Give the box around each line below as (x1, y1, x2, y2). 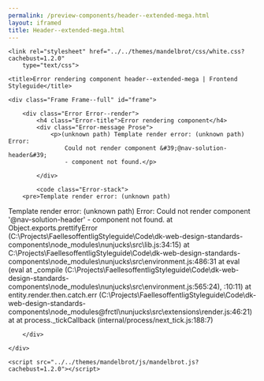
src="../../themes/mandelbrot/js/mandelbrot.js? (36, 358, 199, 367)
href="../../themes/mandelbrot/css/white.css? (89, 48, 245, 56)
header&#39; (8, 151, 47, 159)
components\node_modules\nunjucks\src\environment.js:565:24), (8, 282, 222, 292)
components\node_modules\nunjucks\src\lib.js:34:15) (8, 240, 182, 249)
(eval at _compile (8, 265, 63, 275)
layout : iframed (8, 19, 61, 27)
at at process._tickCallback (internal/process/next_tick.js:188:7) (8, 316, 214, 325)
